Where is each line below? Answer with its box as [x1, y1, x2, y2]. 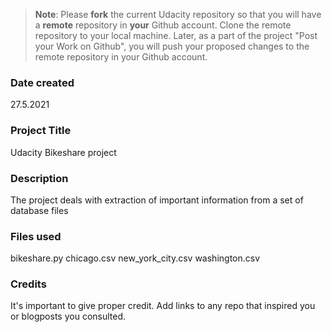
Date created [10, 75, 75, 89]
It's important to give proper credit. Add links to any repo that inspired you [10, 300, 316, 312]
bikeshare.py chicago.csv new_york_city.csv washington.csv [10, 252, 261, 264]
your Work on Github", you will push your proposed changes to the [34, 40, 310, 52]
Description [10, 171, 69, 185]
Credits [10, 277, 47, 291]
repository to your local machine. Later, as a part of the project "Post [34, 30, 318, 41]
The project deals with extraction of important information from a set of [10, 194, 304, 206]
